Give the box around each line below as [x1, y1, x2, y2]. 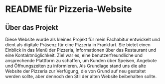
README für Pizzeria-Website [5, 3, 132, 15]
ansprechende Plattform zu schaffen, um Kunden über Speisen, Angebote [5, 58, 157, 63]
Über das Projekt [5, 23, 58, 32]
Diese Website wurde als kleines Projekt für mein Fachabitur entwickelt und [5, 36, 161, 42]
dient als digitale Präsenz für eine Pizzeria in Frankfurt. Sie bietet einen [5, 42, 151, 48]
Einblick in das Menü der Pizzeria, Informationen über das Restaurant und [5, 47, 157, 53]
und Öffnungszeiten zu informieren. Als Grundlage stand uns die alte [5, 63, 146, 69]
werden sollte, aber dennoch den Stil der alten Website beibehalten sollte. [5, 74, 157, 79]
